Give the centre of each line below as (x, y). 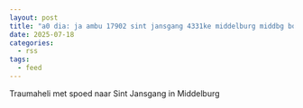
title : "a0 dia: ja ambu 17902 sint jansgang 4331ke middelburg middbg (147, 26)
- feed (30, 68)
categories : (32, 43)
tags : (19, 59)
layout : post (34, 18)
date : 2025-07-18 (42, 34)
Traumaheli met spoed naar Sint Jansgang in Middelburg (115, 93)
